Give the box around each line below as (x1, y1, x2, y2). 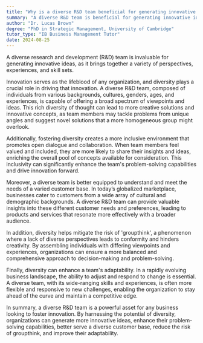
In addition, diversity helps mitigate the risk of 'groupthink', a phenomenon (6, 229, 192, 236)
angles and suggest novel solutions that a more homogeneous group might (6, 117, 193, 124)
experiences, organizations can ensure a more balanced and (6, 249, 157, 255)
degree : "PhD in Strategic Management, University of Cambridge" (6, 25, 174, 32)
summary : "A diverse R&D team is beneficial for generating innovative (6, 15, 190, 21)
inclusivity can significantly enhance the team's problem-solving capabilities (6, 161, 197, 168)
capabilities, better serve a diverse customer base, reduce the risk (25, 323, 191, 330)
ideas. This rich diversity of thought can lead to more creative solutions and (6, 104, 195, 111)
